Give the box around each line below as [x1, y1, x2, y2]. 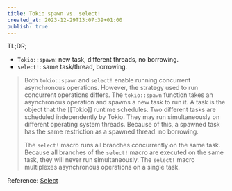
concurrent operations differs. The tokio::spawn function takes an [24, 91, 213, 99]
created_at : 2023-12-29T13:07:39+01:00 [7, 17, 123, 24]
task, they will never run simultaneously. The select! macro [24, 156, 195, 164]
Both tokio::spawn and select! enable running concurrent [24, 76, 191, 84]
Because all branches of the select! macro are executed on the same [24, 148, 224, 156]
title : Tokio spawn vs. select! [7, 10, 101, 17]
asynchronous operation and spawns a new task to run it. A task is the [24, 98, 226, 107]
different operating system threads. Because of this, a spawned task [24, 120, 220, 129]
